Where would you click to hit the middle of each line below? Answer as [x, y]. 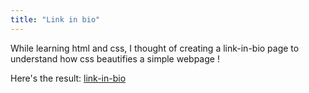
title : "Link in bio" [55, 19]
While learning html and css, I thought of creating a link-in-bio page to [155, 48]
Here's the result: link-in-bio [68, 78]
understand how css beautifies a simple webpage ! [115, 58]
